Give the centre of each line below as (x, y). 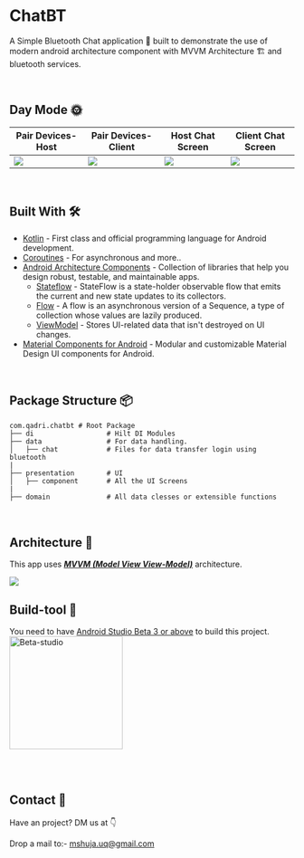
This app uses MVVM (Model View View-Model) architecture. (126, 564)
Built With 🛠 (45, 212)
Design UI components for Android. (89, 353)
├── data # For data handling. (99, 442)
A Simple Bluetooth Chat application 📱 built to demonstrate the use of (139, 41)
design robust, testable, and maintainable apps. (111, 276)
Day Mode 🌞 (46, 110)
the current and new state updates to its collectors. (131, 296)
